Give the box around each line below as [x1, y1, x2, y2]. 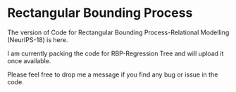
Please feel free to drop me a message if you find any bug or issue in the [7, 70, 218, 79]
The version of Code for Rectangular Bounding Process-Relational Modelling [7, 28, 230, 37]
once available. [7, 56, 51, 65]
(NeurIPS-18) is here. [7, 35, 68, 44]
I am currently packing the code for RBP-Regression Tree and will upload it [7, 49, 224, 58]
